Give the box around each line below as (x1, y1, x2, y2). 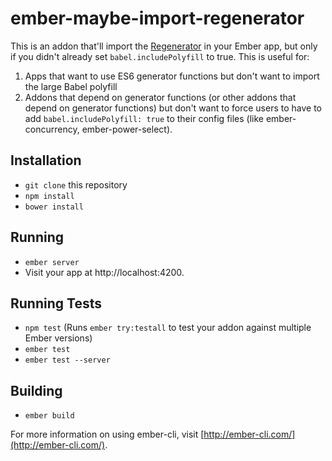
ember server (24, 257, 80, 267)
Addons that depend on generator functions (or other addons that (24, 91, 297, 103)
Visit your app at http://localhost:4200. (24, 266, 185, 278)
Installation (10, 152, 82, 169)
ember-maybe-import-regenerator (10, 7, 305, 30)
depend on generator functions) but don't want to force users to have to (24, 102, 322, 114)
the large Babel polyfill (24, 80, 118, 92)
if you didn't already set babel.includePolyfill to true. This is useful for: (10, 50, 310, 62)
